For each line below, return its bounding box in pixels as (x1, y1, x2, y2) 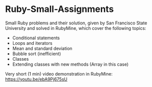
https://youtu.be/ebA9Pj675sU (5, 76, 68, 82)
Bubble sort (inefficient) (12, 51, 61, 57)
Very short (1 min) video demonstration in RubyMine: (5, 71, 113, 77)
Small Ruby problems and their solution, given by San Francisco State (5, 20, 148, 26)
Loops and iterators (12, 40, 53, 46)
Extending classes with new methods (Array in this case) (12, 61, 129, 67)
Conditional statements (12, 35, 60, 41)
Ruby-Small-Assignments (5, 3, 114, 15)
